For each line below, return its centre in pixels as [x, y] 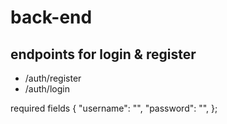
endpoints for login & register [103, 54]
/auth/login [47, 89]
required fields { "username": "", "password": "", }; [114, 108]
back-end [51, 17]
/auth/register [53, 78]
